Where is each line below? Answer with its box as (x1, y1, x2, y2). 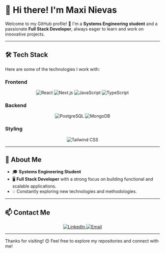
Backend (5, 102, 27, 109)
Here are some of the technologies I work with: (5, 66, 100, 72)
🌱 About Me (5, 156, 42, 164)
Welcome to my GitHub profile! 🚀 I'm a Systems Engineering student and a (5, 21, 158, 27)
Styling (5, 126, 23, 132)
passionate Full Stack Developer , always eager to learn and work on (5, 26, 144, 32)
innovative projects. (5, 31, 45, 37)
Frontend (5, 78, 27, 85)
